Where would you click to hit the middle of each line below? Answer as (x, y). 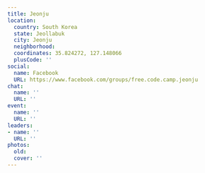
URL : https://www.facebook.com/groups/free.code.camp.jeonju (106, 79)
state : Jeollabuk (39, 34)
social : (19, 66)
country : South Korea (46, 27)
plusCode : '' (33, 60)
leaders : (20, 125)
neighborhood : (34, 47)
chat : (15, 86)
